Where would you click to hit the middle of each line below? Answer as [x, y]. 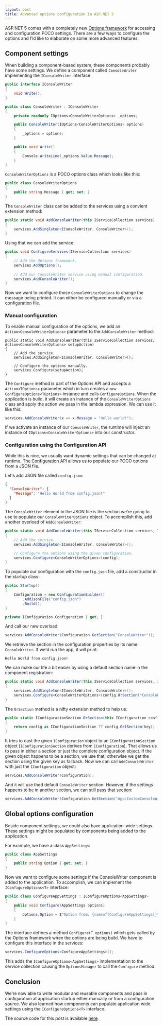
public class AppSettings [31, 854]
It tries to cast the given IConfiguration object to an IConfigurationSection [80, 741]
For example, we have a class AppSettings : [48, 845]
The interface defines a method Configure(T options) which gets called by [80, 933]
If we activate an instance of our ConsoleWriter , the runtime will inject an [78, 427]
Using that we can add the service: [40, 243]
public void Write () [34, 147]
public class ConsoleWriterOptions [41, 183]
